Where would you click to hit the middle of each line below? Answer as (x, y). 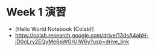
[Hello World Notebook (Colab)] (54, 29)
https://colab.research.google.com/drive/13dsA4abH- (82, 35)
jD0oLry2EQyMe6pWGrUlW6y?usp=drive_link (72, 42)
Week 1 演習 (36, 12)
